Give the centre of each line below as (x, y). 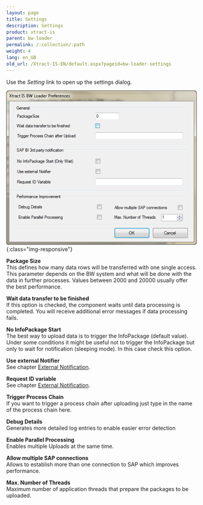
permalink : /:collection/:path (46, 45)
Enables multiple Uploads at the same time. (60, 446)
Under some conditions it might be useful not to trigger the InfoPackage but (101, 342)
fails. (12, 318)
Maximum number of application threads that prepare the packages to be (98, 489)
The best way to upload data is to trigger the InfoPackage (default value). (97, 336)
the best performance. (34, 286)
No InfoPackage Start (34, 329)
